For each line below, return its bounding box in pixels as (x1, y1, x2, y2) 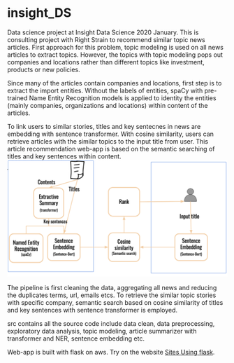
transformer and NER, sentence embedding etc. (7, 334, 145, 343)
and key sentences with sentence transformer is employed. (7, 306, 178, 315)
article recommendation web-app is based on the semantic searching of (7, 144, 215, 153)
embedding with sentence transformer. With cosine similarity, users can (7, 130, 214, 138)
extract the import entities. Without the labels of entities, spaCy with (7, 86, 203, 95)
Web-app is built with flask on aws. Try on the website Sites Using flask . (7, 348, 215, 357)
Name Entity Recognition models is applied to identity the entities (29, 93, 217, 102)
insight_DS (7, 5, 72, 21)
